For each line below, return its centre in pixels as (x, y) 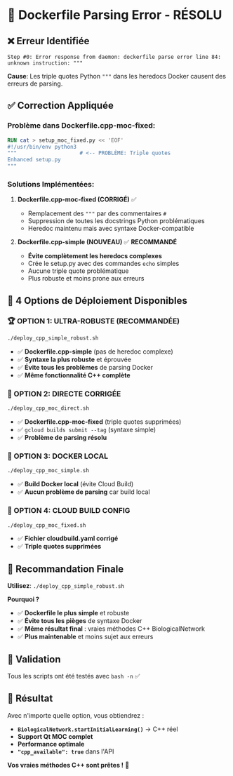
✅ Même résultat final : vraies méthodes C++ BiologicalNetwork (111, 629)
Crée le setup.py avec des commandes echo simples (104, 264)
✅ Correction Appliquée (60, 106)
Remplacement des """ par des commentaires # (97, 213)
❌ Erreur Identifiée (48, 41)
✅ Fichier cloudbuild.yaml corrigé (68, 538)
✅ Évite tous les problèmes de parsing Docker (85, 367)
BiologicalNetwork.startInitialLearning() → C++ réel (98, 729)
